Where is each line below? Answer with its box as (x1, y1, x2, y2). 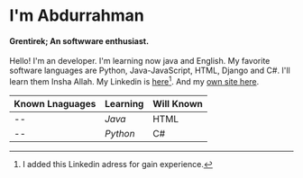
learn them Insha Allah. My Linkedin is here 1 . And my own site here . (9, 75, 260, 87)
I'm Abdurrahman (9, 5, 144, 26)
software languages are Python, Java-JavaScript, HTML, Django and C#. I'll (9, 65, 290, 76)
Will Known (152, 98, 203, 111)
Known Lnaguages (14, 98, 96, 111)
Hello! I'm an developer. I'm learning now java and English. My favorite (9, 56, 271, 67)
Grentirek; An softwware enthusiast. (9, 35, 150, 46)
